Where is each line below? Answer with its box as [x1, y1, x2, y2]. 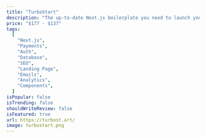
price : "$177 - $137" [6, 20, 62, 26]
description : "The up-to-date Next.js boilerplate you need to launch [6, 15, 191, 21]
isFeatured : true [6, 111, 51, 117]
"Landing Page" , [17, 65, 59, 72]
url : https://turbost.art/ [6, 117, 75, 123]
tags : [6, 26, 20, 32]
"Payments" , [17, 43, 48, 49]
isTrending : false [6, 100, 53, 106]
